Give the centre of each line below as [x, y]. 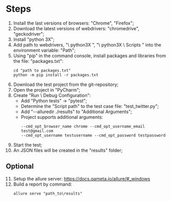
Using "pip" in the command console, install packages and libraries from [89, 55]
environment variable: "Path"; [44, 50]
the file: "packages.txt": [38, 61]
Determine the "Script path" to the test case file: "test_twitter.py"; [90, 106]
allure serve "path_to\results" [48, 193]
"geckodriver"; [29, 34]
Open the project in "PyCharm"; [47, 90]
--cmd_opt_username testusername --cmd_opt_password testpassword [93, 135]
